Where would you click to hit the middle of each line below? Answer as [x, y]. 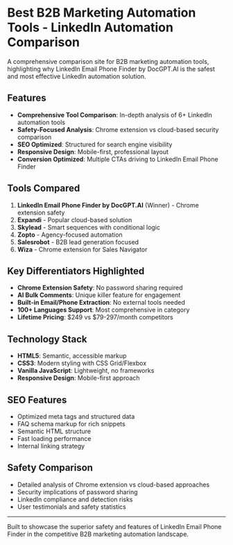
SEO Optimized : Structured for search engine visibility [95, 144]
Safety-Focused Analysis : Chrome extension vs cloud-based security [118, 129]
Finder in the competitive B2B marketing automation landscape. [98, 534]
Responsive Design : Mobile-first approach [78, 378]
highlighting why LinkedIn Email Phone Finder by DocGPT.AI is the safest [111, 69]
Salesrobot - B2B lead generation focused [78, 242]
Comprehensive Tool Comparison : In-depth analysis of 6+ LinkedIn [115, 115]
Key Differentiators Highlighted [76, 271]
